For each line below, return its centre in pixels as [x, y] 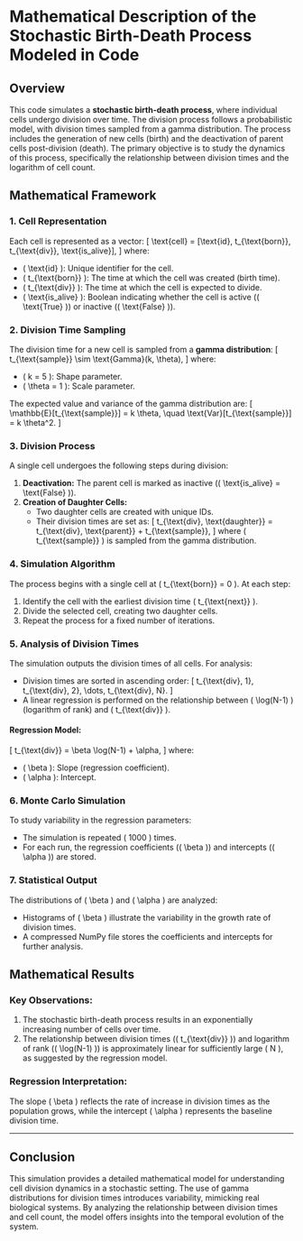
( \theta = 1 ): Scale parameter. [78, 386]
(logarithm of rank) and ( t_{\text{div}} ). [96, 709]
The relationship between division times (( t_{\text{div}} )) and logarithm [156, 1039]
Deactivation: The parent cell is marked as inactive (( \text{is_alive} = [151, 483]
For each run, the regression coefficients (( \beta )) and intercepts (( [148, 847]
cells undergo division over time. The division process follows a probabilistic [151, 120]
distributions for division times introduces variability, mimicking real [134, 1198]
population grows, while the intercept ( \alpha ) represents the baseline [141, 1110]
